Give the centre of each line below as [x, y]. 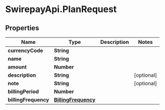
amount [17, 67]
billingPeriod [23, 92]
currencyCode [25, 50]
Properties [22, 28]
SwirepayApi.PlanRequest [61, 9]
